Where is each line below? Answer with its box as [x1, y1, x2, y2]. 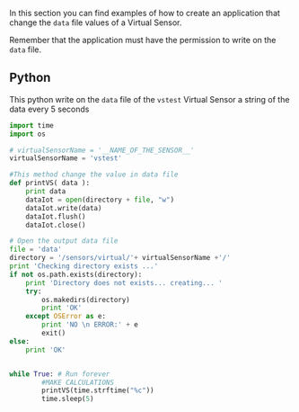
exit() [41, 328, 66, 338]
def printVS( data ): [9, 179, 91, 188]
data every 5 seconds [9, 103, 90, 114]
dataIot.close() [25, 220, 87, 229]
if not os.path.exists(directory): [9, 270, 143, 279]
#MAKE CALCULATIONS [41, 378, 115, 387]
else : [9, 336, 30, 345]
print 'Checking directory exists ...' [9, 262, 159, 271]
